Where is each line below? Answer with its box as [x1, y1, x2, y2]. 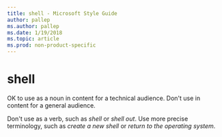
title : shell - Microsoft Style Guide [7, 10, 117, 17]
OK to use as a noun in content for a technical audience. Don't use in [7, 94, 201, 102]
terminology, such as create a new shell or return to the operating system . [7, 121, 216, 130]
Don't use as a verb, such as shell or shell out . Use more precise [7, 114, 189, 123]
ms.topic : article [7, 36, 59, 42]
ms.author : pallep [7, 23, 59, 29]
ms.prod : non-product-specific [7, 42, 96, 49]
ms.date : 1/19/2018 [7, 29, 63, 36]
